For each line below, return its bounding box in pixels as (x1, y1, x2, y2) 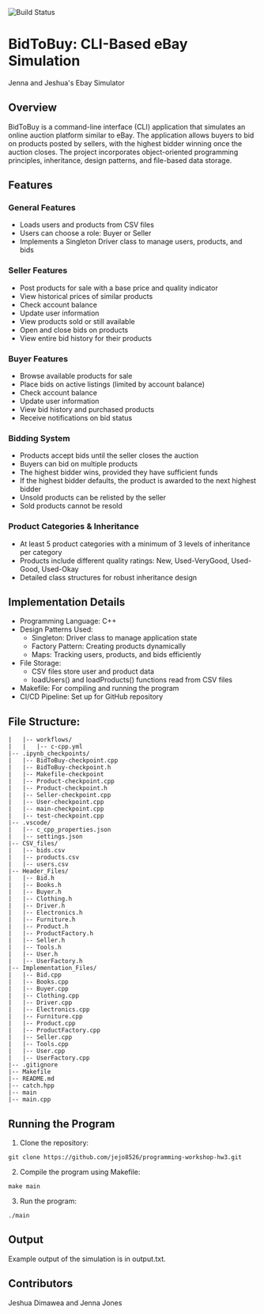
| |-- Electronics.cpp (8, 1006, 90, 1014)
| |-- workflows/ (8, 736, 73, 744)
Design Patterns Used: (19, 625, 93, 634)
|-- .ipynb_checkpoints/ (8, 750, 90, 758)
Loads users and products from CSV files (19, 220, 154, 229)
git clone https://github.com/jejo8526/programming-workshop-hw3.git (8, 1154, 243, 1161)
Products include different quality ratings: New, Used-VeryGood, (19, 556, 230, 565)
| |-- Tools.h (8, 943, 62, 952)
